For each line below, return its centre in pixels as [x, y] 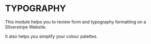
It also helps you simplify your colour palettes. [51, 36]
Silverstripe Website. [26, 27]
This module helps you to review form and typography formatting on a [76, 22]
